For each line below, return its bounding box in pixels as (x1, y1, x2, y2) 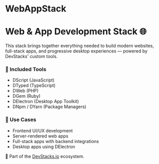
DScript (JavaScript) (12, 77, 55, 83)
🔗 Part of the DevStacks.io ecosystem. (5, 153, 84, 159)
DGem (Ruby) (12, 93, 41, 99)
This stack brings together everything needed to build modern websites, (5, 43, 154, 49)
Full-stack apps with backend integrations (12, 138, 99, 144)
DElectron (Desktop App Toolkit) (12, 98, 79, 104)
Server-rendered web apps (12, 133, 68, 139)
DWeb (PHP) (12, 88, 39, 94)
